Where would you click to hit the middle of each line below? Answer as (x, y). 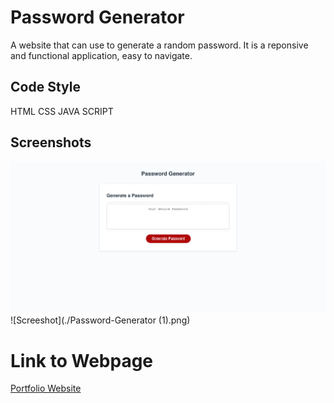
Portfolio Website (46, 388)
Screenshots (51, 142)
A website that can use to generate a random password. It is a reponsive (159, 45)
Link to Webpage (82, 360)
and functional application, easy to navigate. (101, 55)
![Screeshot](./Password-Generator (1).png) (100, 320)
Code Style (45, 87)
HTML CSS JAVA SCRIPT (62, 111)
